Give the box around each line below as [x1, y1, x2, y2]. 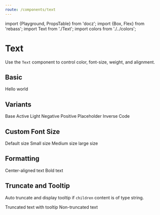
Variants [5, 100, 32, 108]
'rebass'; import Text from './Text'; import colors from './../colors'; [5, 25, 136, 32]
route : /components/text [5, 7, 56, 12]
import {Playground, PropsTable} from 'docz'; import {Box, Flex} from [5, 21, 145, 26]
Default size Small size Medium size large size [5, 140, 98, 146]
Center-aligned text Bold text [5, 167, 64, 173]
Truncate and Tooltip [5, 182, 70, 190]
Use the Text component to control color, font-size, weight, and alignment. [5, 59, 155, 65]
